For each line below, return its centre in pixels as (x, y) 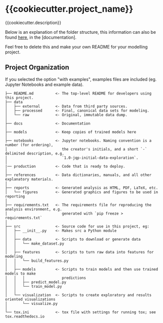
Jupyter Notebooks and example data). (44, 84)
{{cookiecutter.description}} (33, 23)
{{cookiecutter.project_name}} (69, 9)
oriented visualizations (30, 299)
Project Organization (37, 67)
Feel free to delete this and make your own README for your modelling (76, 47)
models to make (20, 273)
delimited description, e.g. (35, 153)
